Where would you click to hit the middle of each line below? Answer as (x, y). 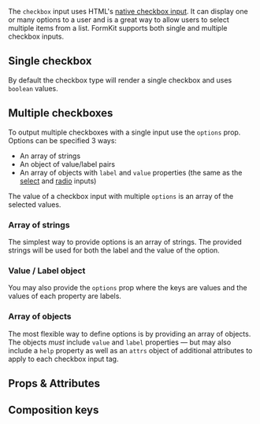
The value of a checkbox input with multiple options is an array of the (121, 196)
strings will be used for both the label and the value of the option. (114, 250)
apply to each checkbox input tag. (63, 359)
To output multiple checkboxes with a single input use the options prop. (124, 132)
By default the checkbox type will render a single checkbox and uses (120, 80)
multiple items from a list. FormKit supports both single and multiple (118, 28)
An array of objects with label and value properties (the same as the (131, 172)
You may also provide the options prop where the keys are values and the (128, 288)
